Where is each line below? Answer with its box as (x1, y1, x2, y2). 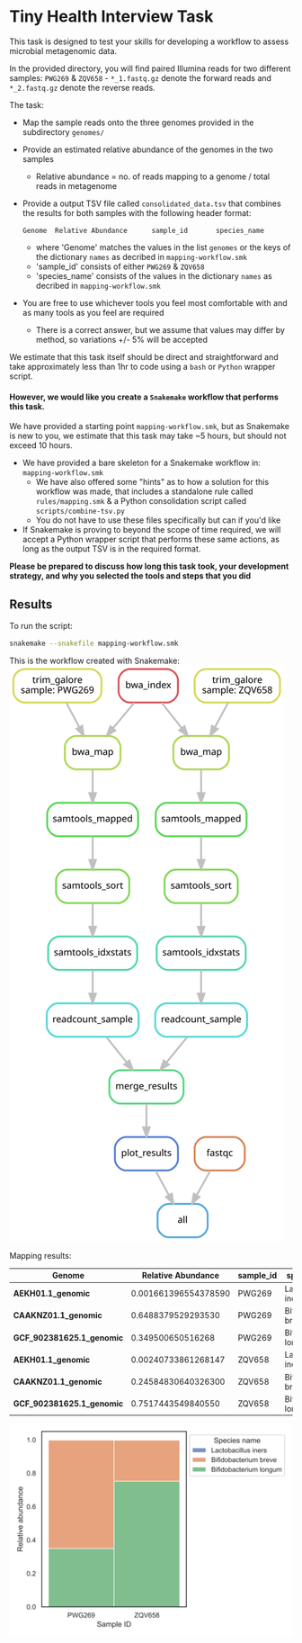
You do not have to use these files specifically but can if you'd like (35, 515, 281, 525)
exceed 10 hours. (9, 440, 74, 451)
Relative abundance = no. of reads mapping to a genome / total (35, 171, 271, 182)
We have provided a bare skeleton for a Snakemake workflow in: (22, 457, 261, 469)
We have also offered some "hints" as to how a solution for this (35, 477, 270, 488)
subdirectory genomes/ (22, 126, 105, 137)
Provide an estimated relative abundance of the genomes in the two (22, 144, 274, 155)
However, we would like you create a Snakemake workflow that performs (9, 391, 279, 402)
